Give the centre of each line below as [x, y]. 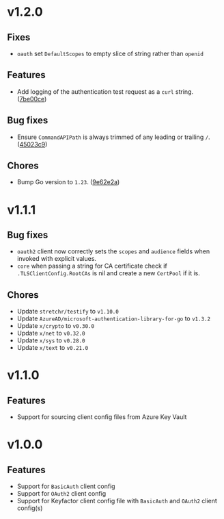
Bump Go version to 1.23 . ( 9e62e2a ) [68, 182]
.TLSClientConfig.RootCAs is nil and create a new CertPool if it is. [108, 273]
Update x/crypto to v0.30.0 [55, 326]
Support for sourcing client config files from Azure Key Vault [102, 417]
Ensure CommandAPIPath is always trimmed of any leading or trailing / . [113, 137]
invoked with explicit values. [57, 259]
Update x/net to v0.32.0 [51, 333]
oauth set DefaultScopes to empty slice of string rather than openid [110, 53]
